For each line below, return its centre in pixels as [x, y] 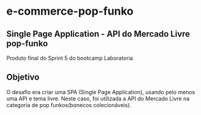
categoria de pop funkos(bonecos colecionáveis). [69, 105]
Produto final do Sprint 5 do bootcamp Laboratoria [70, 58]
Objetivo [23, 77]
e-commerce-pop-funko [70, 11]
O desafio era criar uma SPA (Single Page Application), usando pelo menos [101, 92]
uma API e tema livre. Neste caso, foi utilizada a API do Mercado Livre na [98, 98]
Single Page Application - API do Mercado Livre [98, 34]
